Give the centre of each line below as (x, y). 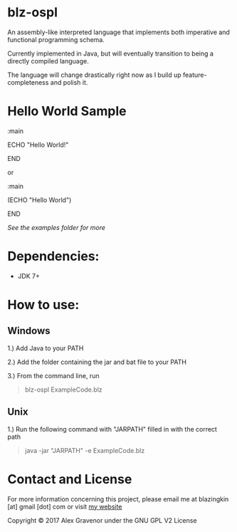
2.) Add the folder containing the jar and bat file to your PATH (97, 362)
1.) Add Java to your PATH (46, 348)
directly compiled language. (48, 61)
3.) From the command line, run (53, 375)
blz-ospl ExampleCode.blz (64, 390)
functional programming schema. (56, 39)
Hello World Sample (67, 111)
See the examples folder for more (56, 227)
